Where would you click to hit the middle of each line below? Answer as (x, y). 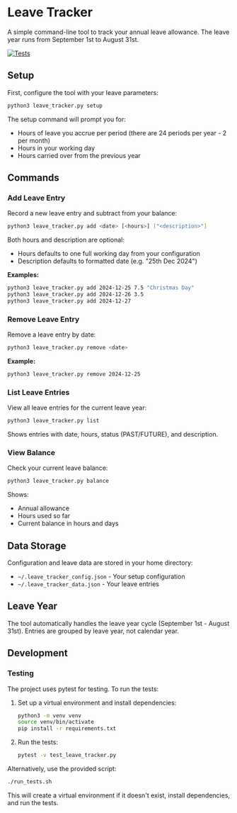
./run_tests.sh (30, 782)
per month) (34, 140)
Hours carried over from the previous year (79, 155)
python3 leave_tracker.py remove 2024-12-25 (74, 374)
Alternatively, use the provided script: (62, 769)
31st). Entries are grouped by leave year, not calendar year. (93, 631)
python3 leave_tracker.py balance (58, 481)
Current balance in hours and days (68, 523)
